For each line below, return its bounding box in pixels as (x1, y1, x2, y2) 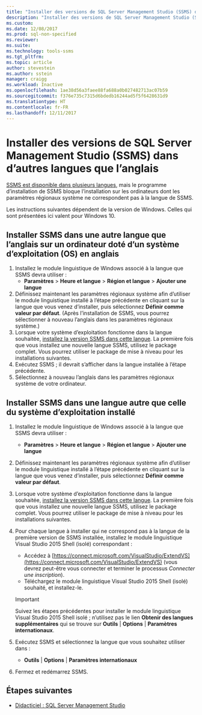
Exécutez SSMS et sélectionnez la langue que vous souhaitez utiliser (14, 638, 185, 646)
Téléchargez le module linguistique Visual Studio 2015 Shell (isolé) (23, 577, 188, 585)
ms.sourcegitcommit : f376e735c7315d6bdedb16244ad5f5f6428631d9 (6, 93, 168, 99)
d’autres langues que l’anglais (6, 161, 159, 175)
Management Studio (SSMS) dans (6, 148, 179, 162)
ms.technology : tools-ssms (6, 48, 74, 54)
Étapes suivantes (6, 685, 73, 696)
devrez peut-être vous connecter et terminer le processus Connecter (23, 565, 195, 572)
